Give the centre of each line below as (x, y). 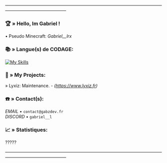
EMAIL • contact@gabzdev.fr (34, 111)
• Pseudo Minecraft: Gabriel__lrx (39, 36)
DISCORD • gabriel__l (29, 117)
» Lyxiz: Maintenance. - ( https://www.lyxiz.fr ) (51, 85)
